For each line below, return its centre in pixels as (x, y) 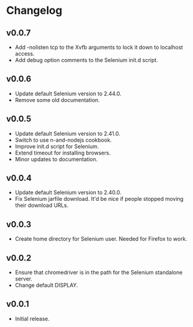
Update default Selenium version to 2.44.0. (68, 94)
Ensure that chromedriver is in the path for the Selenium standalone (99, 273)
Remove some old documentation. (57, 100)
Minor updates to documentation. (56, 159)
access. (25, 54)
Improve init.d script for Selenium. (57, 146)
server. (24, 279)
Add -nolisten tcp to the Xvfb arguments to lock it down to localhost (99, 47)
